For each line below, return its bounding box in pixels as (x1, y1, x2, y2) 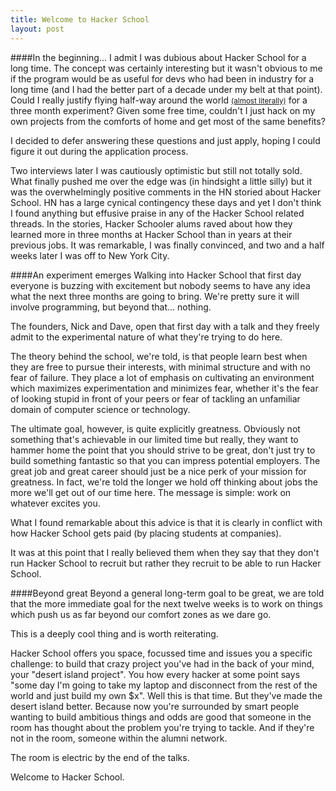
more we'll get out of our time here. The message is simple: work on (10, 486, 292, 498)
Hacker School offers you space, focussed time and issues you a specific (10, 647, 313, 659)
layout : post (10, 24, 65, 34)
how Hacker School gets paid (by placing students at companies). (10, 527, 282, 539)
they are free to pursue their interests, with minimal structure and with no (10, 361, 311, 373)
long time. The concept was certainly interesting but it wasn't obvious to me (10, 62, 323, 74)
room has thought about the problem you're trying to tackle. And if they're (10, 721, 315, 733)
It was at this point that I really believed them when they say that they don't (10, 546, 320, 558)
